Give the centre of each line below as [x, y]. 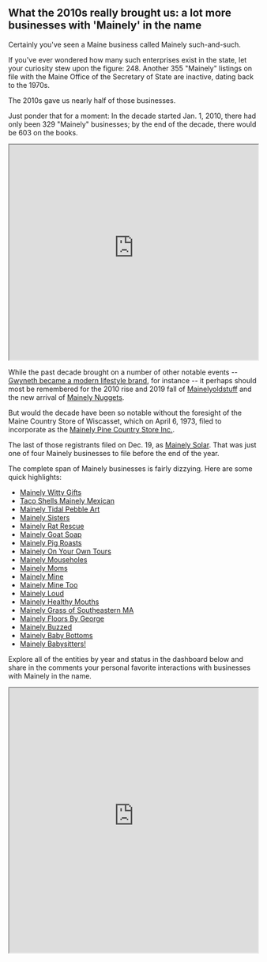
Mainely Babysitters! [53, 644]
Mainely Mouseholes [53, 559]
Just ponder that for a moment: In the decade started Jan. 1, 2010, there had [132, 116]
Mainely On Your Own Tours [66, 551]
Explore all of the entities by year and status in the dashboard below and [126, 659]
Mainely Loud [42, 593]
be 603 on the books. [43, 132]
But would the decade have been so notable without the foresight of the [125, 413]
